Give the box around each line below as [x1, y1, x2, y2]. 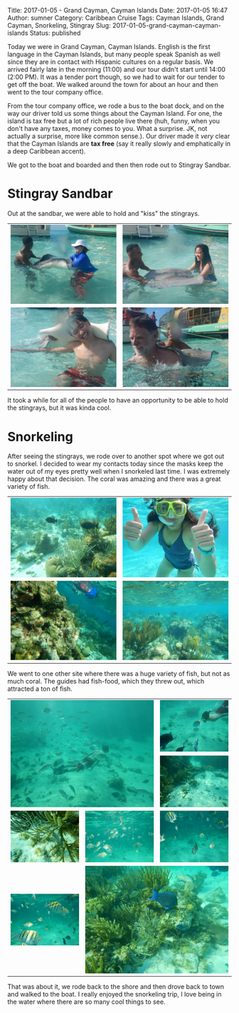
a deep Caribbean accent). [7, 147, 86, 155]
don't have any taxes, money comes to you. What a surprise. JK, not [7, 124, 208, 132]
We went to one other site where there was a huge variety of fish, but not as [7, 669, 230, 678]
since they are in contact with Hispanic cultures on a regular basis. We [7, 58, 214, 66]
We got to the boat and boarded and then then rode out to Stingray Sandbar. [7, 161, 231, 169]
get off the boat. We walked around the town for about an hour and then [7, 80, 218, 88]
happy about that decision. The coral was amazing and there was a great [7, 474, 221, 483]
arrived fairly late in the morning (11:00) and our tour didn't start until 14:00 [7, 65, 226, 73]
